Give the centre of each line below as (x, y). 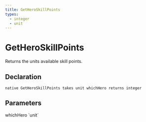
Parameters (23, 103)
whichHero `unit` (22, 115)
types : (12, 14)
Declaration (23, 77)
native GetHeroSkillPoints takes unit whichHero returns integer (73, 88)
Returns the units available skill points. (44, 61)
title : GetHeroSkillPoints (33, 10)
